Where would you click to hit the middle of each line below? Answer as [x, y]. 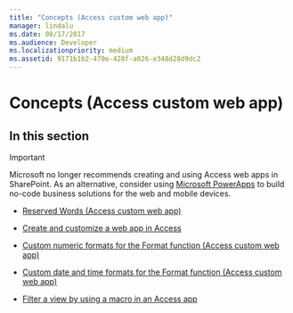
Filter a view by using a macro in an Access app [110, 299]
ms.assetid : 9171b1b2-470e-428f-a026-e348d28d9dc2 [105, 59]
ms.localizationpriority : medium [71, 51]
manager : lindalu [41, 26]
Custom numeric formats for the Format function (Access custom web [151, 245]
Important [27, 157]
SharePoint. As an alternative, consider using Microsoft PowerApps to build [147, 184]
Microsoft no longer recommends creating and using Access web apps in [144, 174]
